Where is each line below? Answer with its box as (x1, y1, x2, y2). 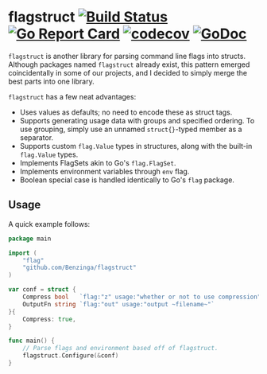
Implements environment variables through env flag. (19, 166, 190, 176)
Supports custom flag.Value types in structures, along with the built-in (19, 141, 253, 150)
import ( (8, 249, 37, 257)
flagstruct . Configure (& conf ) (22, 352, 119, 360)
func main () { (8, 337, 56, 345)
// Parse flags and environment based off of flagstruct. (22, 345, 219, 353)
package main (8, 235, 52, 243)
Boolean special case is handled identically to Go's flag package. (19, 175, 234, 185)
